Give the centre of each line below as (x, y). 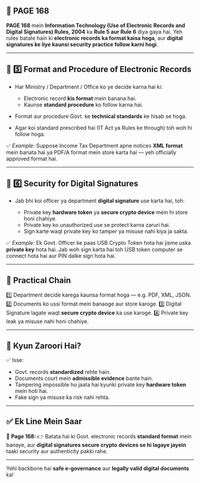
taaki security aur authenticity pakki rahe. (57, 451)
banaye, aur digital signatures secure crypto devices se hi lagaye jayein (96, 445)
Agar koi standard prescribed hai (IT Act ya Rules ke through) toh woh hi (103, 127)
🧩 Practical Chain (39, 280)
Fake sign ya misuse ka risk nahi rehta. (62, 397)
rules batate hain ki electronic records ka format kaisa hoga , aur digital (95, 38)
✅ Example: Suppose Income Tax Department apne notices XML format (95, 145)
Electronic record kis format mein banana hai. (80, 98)
